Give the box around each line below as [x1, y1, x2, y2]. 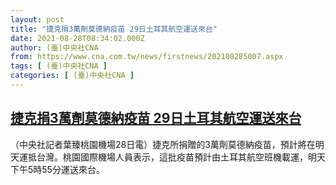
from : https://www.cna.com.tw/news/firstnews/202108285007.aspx [10, 52, 284, 62]
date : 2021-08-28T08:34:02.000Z [10, 33, 145, 43]
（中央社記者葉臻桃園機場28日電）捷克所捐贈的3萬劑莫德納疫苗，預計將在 [10, 138, 316, 150]
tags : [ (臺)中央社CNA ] [10, 61, 108, 71]
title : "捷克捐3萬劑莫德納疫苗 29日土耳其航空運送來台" [10, 24, 218, 34]
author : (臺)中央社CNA [10, 42, 99, 53]
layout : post [10, 14, 65, 25]
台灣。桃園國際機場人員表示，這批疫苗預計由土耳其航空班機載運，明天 [36, 151, 326, 163]
